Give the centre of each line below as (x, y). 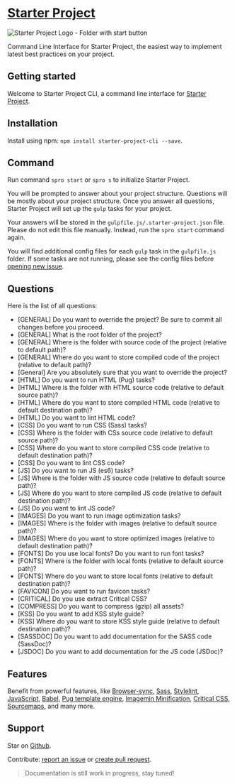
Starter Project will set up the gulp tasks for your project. (90, 209)
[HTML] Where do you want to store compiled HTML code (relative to (119, 403)
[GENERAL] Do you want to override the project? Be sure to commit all (120, 320)
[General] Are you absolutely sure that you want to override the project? (122, 372)
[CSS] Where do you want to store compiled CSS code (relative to (114, 448)
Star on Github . (29, 745)
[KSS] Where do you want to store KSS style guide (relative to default (118, 621)
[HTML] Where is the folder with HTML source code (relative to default (121, 388)
